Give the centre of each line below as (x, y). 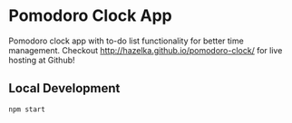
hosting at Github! (42, 60)
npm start (27, 109)
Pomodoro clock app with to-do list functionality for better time (126, 41)
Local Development (64, 88)
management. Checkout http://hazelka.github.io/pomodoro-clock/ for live (146, 50)
